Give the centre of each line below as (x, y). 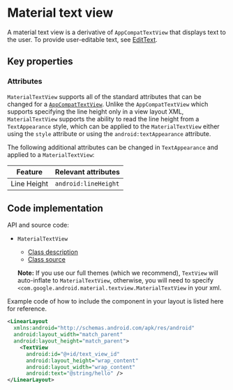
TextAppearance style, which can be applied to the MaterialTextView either (113, 126)
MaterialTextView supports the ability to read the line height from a (103, 119)
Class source (47, 260)
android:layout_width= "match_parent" (68, 335)
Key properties (40, 62)
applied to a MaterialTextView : (51, 154)
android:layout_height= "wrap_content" (82, 361)
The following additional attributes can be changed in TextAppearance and (113, 147)
